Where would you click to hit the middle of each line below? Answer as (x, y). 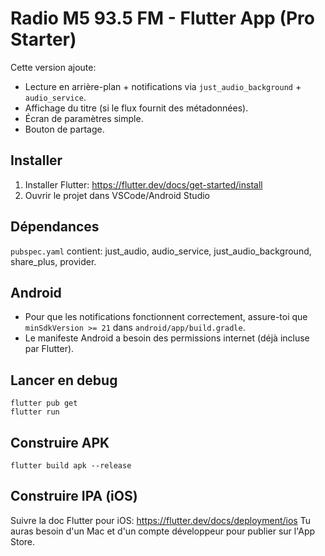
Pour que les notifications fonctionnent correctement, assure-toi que (166, 317)
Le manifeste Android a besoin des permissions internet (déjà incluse (167, 338)
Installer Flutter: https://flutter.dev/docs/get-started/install (143, 184)
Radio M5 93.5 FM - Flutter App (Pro (162, 18)
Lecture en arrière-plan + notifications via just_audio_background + (163, 86)
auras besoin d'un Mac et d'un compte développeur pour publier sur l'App (163, 531)
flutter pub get (44, 403)
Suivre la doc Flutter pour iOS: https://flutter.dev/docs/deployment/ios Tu (160, 520)
